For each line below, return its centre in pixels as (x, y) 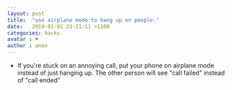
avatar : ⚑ (23, 39)
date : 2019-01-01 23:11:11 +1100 (59, 26)
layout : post (26, 13)
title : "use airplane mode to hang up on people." (83, 20)
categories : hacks (34, 33)
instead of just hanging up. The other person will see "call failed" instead (121, 73)
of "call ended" (39, 80)
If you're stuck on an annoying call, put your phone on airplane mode (116, 65)
